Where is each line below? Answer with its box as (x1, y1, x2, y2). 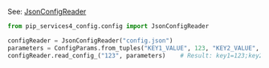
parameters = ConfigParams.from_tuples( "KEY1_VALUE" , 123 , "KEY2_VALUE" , (7, 44, 260, 52)
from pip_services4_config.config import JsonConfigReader (7, 22, 210, 30)
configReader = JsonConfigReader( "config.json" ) (7, 36, 173, 45)
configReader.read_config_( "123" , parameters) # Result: (7, 51, 214, 59)
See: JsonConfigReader (7, 7, 87, 16)
